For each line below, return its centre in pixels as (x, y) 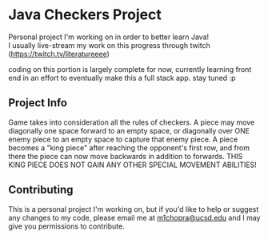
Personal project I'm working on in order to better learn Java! (109, 37)
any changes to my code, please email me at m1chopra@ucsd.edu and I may (134, 217)
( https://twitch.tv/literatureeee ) (59, 54)
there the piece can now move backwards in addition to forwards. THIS (126, 156)
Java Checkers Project (85, 15)
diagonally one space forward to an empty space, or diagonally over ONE (129, 130)
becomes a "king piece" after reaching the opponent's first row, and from (129, 147)
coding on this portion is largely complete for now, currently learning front (130, 69)
